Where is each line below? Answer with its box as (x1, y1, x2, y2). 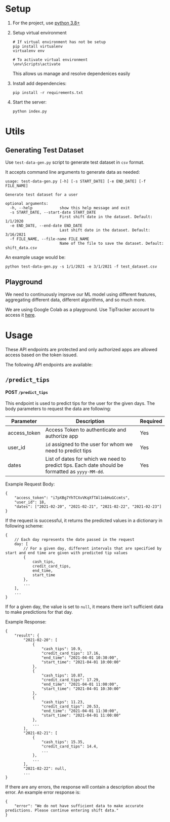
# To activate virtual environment (12, 57, 88, 62)
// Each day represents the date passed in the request (14, 537, 135, 542)
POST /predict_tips (5, 389, 48, 395)
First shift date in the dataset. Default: (59, 214, 153, 219)
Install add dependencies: (12, 80, 67, 86)
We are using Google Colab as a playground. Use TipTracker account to (5, 306, 155, 312)
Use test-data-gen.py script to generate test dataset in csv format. (5, 159, 145, 165)
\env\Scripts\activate (12, 61, 61, 66)
